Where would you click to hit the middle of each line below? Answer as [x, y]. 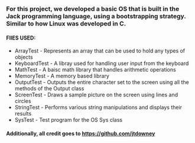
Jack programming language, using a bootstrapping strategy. [96, 16]
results [23, 113]
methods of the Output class [49, 89]
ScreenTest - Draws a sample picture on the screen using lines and [96, 95]
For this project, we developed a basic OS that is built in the [93, 9]
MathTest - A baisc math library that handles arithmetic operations [95, 70]
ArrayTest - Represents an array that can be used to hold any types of [100, 51]
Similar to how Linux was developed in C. [66, 24]
